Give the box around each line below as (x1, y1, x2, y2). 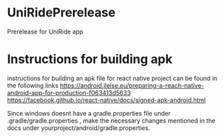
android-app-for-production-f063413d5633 (7, 88, 131, 97)
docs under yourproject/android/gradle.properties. (7, 123, 150, 131)
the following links (7, 81, 58, 90)
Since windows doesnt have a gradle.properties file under (7, 109, 171, 117)
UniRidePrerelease (7, 5, 115, 21)
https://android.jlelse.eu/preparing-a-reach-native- (59, 81, 205, 90)
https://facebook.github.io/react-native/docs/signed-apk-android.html (7, 96, 206, 104)
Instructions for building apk (7, 51, 173, 67)
